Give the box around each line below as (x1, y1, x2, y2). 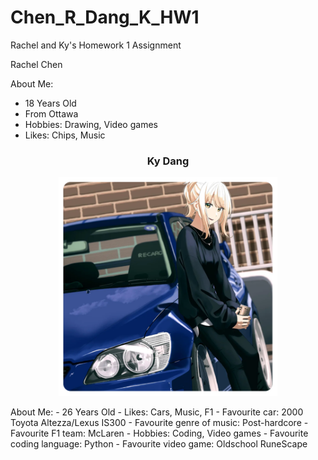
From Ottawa (24, 107, 79, 120)
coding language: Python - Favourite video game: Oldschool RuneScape (10, 438, 308, 450)
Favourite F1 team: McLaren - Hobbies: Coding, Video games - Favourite (10, 427, 309, 440)
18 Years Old (24, 97, 77, 109)
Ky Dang (146, 154, 190, 168)
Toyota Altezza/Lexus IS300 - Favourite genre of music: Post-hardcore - (10, 417, 309, 429)
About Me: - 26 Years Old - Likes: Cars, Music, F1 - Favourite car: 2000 (10, 406, 304, 418)
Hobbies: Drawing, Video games (24, 118, 158, 130)
